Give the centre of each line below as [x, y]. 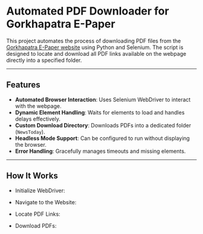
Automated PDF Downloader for [88, 11]
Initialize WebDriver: [40, 190]
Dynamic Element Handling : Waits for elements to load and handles [100, 112]
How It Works [32, 176]
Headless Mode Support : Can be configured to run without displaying [102, 138]
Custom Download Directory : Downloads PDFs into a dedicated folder [103, 125]
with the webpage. [38, 106]
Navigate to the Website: [46, 202]
